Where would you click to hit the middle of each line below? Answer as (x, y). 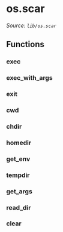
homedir (19, 143)
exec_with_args (29, 78)
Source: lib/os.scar (31, 25)
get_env (18, 159)
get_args (19, 191)
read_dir (19, 207)
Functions (25, 44)
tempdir (18, 175)
